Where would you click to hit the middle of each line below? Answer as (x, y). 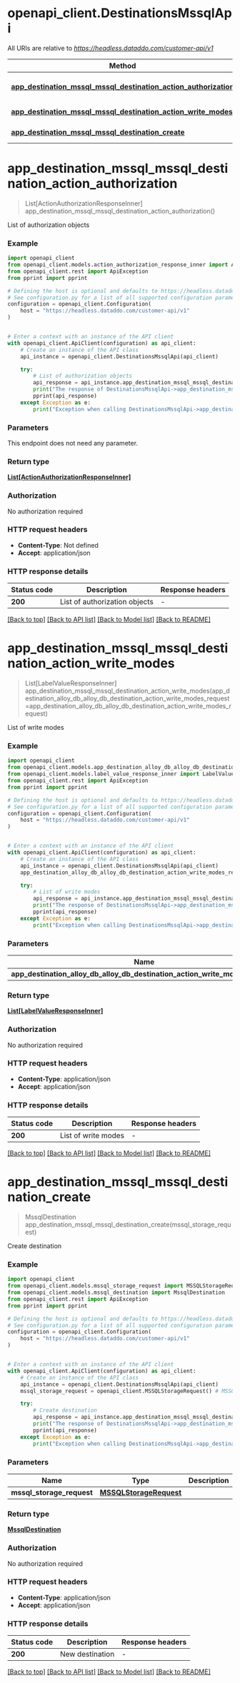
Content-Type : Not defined (58, 545)
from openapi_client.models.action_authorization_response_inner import (118, 265)
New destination (87, 1654)
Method (122, 66)
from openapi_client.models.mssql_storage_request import (95, 1286)
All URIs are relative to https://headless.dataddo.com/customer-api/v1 (110, 48)
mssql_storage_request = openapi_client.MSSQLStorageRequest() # (120, 1391)
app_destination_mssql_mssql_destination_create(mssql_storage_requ (128, 1225)
